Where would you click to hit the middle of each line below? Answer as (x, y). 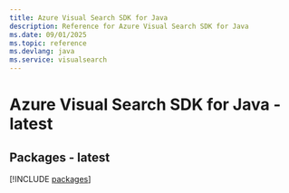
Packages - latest (60, 157)
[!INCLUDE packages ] (50, 179)
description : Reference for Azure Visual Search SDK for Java (129, 26)
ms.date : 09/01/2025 (48, 34)
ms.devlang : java (42, 52)
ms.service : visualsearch (58, 60)
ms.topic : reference (48, 43)
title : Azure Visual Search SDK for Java (89, 18)
